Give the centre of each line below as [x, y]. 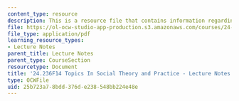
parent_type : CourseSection [49, 60]
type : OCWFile [28, 80]
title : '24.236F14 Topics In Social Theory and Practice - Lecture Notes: [121, 73]
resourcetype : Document [43, 67]
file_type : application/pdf [49, 34]
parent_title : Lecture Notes [51, 54]
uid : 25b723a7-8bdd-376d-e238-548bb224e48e [73, 87]
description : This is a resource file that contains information [106, 21]
